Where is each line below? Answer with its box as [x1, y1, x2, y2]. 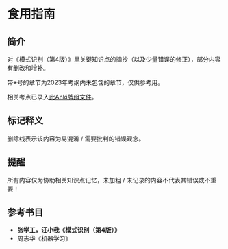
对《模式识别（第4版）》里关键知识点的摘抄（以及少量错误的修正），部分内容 [7, 56, 221, 63]
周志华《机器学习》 [16, 235, 72, 243]
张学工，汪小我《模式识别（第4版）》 [16, 226, 121, 234]
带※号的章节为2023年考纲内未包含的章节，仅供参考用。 [7, 78, 164, 86]
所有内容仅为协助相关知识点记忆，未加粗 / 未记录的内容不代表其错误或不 [7, 176, 211, 184]
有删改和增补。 [7, 64, 49, 72]
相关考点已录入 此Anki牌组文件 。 [7, 93, 98, 101]
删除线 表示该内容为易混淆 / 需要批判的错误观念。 [7, 134, 145, 143]
